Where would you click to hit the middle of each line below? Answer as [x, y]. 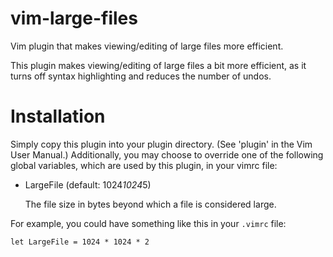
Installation [58, 116]
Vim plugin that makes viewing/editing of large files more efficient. [147, 46]
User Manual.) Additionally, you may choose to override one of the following [167, 154]
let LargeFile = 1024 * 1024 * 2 [80, 242]
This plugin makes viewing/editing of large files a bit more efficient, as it [158, 65]
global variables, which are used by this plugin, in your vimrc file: [144, 165]
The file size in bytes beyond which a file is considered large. [150, 204]
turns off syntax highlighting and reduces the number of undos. [141, 76]
